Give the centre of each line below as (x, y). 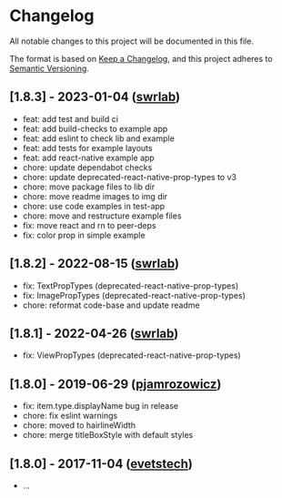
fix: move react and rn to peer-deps (89, 225)
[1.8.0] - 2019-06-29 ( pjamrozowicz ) (116, 384)
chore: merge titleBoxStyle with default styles (108, 435)
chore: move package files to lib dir (89, 187)
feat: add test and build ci (70, 118)
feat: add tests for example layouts (87, 147)
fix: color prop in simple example (84, 235)
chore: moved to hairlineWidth (79, 425)
